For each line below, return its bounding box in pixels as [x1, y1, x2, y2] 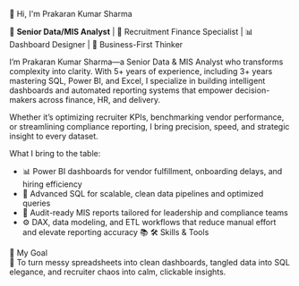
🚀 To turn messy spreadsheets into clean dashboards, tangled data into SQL [9, 257, 291, 267]
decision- [235, 85, 270, 96]
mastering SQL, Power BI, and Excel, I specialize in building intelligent [9, 76, 266, 86]
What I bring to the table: [9, 148, 101, 158]
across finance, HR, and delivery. [38, 95, 161, 105]
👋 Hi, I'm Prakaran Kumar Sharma [9, 9, 132, 19]
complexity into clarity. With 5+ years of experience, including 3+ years [9, 66, 273, 76]
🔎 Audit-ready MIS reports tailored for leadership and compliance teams [21, 207, 288, 218]
